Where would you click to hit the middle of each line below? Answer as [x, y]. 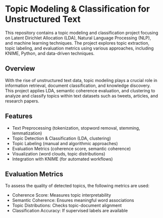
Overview [20, 69]
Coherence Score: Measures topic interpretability [62, 195]
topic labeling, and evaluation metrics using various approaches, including [80, 48]
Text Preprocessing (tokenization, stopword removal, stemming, [76, 128]
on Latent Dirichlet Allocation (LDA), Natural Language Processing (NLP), [78, 38]
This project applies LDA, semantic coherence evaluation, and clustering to [80, 90]
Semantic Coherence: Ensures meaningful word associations [73, 201]
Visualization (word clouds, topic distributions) [59, 153]
